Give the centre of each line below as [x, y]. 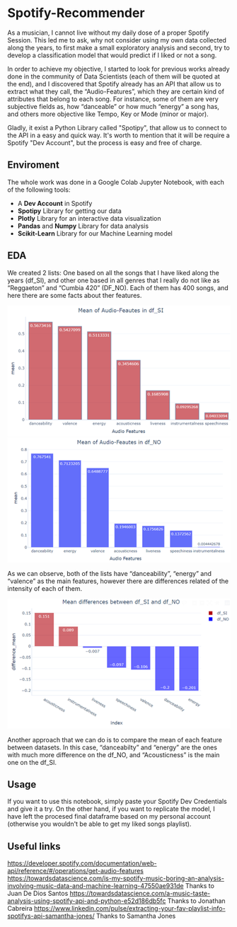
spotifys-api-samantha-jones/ [51, 916]
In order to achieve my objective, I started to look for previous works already [118, 69]
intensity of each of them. [45, 589]
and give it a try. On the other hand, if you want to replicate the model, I [111, 809]
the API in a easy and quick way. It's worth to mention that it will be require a [118, 135]
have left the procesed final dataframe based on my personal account [109, 817]
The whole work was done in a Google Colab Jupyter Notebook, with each [116, 182]
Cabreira [20, 909]
